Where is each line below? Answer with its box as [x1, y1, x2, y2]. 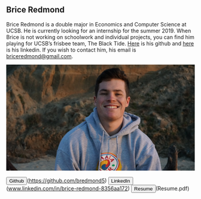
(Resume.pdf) [155, 185, 190, 192]
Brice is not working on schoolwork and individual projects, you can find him [6, 33, 194, 41]
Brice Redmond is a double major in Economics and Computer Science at [6, 20, 187, 28]
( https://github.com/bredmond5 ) [26, 177, 107, 185]
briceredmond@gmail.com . [6, 52, 74, 59]
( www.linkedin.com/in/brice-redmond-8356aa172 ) [6, 185, 130, 192]
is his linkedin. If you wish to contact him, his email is [6, 46, 136, 53]
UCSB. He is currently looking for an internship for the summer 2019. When [6, 27, 191, 34]
